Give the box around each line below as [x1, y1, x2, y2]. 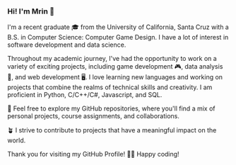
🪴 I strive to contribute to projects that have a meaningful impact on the [7, 126, 217, 135]
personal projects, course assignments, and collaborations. [7, 112, 180, 120]
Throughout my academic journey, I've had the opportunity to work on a [7, 55, 217, 63]
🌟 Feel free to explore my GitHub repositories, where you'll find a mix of [7, 104, 216, 113]
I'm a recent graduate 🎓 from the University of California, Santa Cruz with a [7, 23, 230, 31]
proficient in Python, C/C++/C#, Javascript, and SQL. [7, 91, 163, 99]
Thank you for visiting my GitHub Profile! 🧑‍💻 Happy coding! [7, 150, 179, 159]
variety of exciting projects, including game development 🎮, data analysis [7, 62, 223, 71]
